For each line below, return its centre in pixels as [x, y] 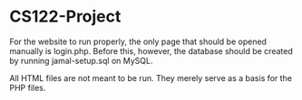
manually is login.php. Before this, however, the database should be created [151, 50]
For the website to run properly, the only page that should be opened [138, 41]
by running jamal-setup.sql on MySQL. [81, 60]
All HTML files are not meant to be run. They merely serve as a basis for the [151, 77]
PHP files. [28, 87]
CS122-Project [65, 17]
